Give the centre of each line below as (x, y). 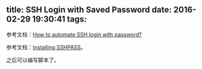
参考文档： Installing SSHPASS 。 (46, 47)
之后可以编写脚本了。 (33, 60)
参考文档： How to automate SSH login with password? (74, 34)
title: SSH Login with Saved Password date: (89, 10)
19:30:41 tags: (60, 19)
